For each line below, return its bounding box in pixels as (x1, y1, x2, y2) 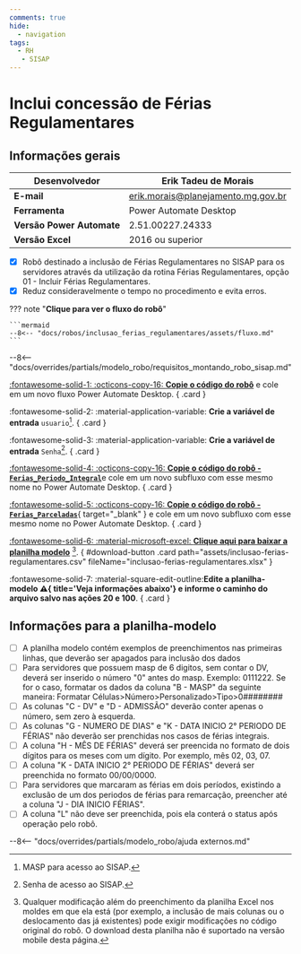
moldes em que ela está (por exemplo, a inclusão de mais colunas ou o (21, 906, 285, 917)
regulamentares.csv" (9, 557, 87, 568)
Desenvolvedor (33, 175, 100, 186)
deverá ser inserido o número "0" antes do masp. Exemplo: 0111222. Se (21, 672, 287, 683)
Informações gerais (9, 148, 121, 163)
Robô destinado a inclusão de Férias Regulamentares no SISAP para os (21, 256, 285, 267)
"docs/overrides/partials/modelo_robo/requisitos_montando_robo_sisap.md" (9, 362, 292, 373)
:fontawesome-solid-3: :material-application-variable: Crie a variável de (9, 434, 276, 445)
